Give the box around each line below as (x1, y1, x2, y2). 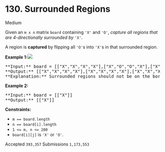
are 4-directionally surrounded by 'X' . (5, 34, 83, 40)
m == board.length (12, 117, 50, 122)
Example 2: (5, 83, 28, 89)
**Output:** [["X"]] (5, 97, 55, 103)
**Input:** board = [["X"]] (5, 92, 73, 98)
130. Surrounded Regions (5, 3, 110, 15)
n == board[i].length (12, 122, 56, 127)
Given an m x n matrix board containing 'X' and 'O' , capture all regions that (5, 29, 158, 35)
